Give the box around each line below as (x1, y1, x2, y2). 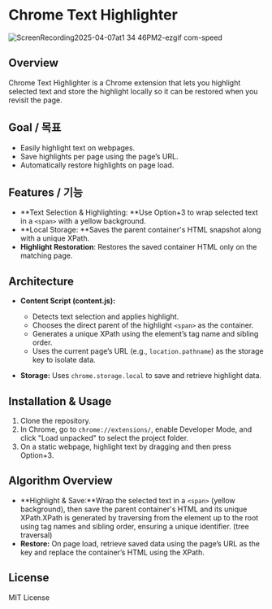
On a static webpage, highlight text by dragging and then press (19, 442, 231, 451)
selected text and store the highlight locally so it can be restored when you (8, 86, 258, 96)
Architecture (8, 274, 75, 288)
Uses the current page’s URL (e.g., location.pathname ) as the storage (32, 346, 264, 356)
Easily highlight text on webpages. (19, 142, 136, 152)
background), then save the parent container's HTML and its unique (19, 504, 248, 514)
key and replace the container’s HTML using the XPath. (19, 547, 205, 557)
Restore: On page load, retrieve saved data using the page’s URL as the (19, 538, 260, 548)
